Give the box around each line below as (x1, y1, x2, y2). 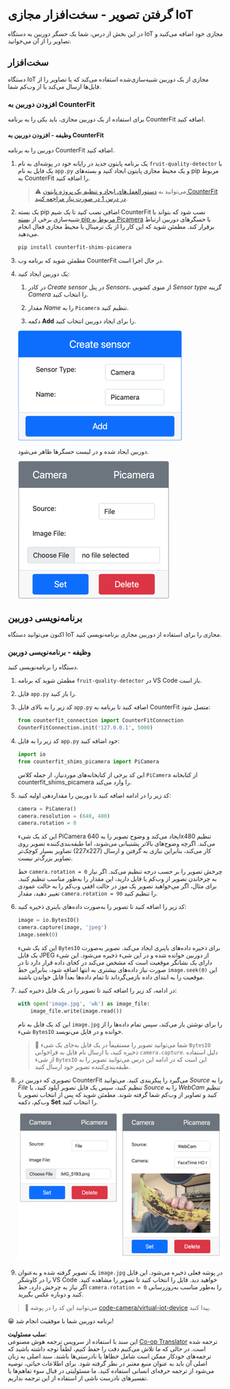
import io (17, 751, 47, 758)
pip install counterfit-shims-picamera (17, 244, 132, 251)
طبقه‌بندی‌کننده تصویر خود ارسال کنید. (34, 1062, 131, 1071)
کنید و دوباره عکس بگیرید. (17, 1290, 84, 1298)
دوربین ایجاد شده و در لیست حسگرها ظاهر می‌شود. (17, 447, 149, 456)
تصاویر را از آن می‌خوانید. (8, 36, 72, 45)
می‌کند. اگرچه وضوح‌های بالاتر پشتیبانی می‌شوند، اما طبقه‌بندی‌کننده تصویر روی (17, 839, 216, 848)
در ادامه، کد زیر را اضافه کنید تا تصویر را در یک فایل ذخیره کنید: (17, 986, 177, 994)
